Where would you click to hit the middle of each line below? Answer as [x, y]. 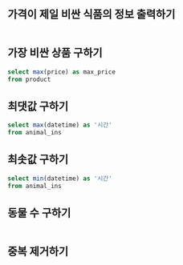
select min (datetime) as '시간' [60, 179]
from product [29, 79]
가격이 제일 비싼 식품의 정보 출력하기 [91, 14]
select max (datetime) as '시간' [60, 125]
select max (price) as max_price [61, 72]
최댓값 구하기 [38, 106]
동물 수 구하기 [39, 213]
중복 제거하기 [38, 251]
